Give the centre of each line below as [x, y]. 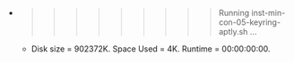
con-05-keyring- [249, 22]
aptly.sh [233, 31]
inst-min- [268, 13]
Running [234, 13]
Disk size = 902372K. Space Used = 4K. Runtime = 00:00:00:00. [151, 49]
